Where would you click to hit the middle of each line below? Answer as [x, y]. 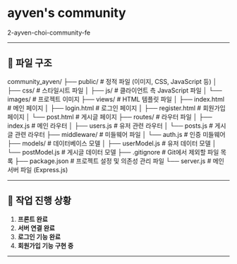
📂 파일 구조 [30, 63]
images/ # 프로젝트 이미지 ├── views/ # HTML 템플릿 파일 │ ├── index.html [116, 99]
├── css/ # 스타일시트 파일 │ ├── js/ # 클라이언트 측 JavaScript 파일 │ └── [115, 90]
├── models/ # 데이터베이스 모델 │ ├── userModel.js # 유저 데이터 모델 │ [112, 143]
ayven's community [67, 13]
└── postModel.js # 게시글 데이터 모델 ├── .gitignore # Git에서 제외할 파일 [113, 152]
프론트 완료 [32, 219]
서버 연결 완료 [36, 228]
